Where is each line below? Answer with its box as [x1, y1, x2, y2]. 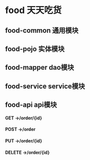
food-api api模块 [5, 101, 57, 109]
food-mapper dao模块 [5, 63, 74, 72]
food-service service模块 [5, 82, 86, 90]
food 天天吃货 [5, 5, 62, 16]
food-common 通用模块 [5, 26, 79, 35]
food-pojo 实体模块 [5, 45, 65, 53]
